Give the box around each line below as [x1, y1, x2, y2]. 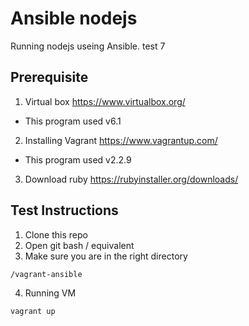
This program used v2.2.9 [24, 153, 132, 166]
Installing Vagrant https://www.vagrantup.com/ [24, 134, 218, 146]
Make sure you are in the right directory [24, 250, 188, 262]
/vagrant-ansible [10, 269, 83, 279]
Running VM [24, 287, 77, 299]
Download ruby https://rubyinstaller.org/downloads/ [24, 173, 239, 185]
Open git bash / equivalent [24, 239, 135, 251]
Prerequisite [10, 69, 89, 86]
